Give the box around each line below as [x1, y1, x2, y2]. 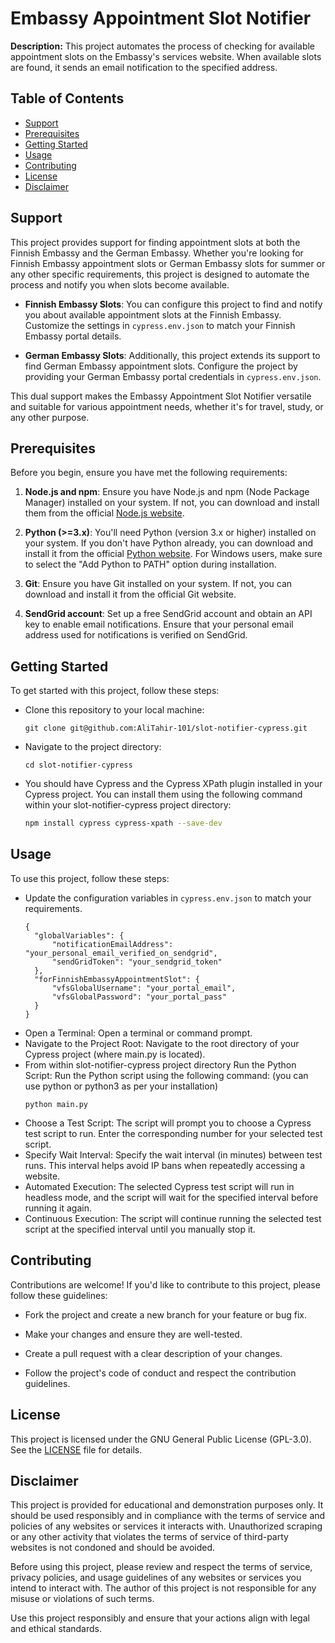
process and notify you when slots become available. [10, 278, 230, 291]
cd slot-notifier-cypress [24, 760, 133, 771]
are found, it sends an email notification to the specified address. [10, 61, 278, 73]
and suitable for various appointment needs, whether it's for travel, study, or [10, 400, 324, 412]
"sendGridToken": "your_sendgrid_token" [51, 957, 223, 967]
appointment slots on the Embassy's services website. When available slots [10, 50, 322, 62]
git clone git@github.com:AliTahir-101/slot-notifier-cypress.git [24, 723, 308, 734]
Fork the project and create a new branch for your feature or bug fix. [24, 1308, 307, 1321]
